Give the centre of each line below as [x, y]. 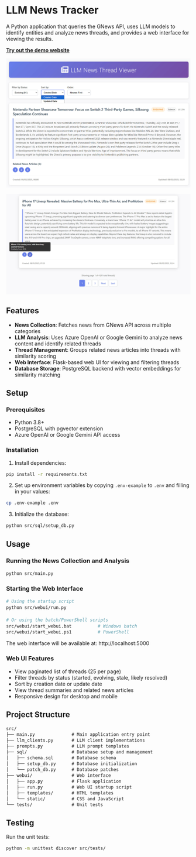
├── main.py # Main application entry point [78, 735]
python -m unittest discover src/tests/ [56, 849]
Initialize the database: [42, 514]
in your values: [32, 492]
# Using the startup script [40, 601]
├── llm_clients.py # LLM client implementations [75, 741]
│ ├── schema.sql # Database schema [61, 758]
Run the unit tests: [28, 837]
